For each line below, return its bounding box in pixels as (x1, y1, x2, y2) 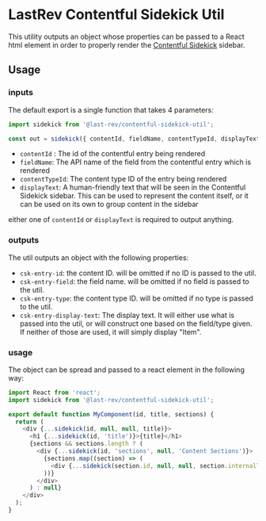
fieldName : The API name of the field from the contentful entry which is (19, 157, 252, 167)
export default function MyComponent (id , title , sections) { (8, 410, 215, 418)
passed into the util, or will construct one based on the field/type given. (19, 319, 253, 328)
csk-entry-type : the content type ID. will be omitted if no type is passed (19, 293, 253, 303)
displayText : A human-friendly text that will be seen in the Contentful (19, 182, 246, 192)
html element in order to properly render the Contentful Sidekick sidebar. (8, 40, 245, 49)
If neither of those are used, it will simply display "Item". (19, 327, 202, 336)
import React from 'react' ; (8, 389, 101, 396)
